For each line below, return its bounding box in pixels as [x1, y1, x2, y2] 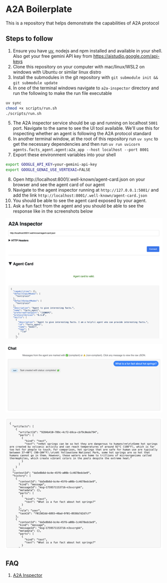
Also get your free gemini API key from [12, 53, 92, 59]
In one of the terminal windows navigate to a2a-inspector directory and [12, 85, 159, 91]
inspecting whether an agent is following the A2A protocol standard [12, 131, 151, 137]
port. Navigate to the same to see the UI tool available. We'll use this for [12, 125, 160, 131]
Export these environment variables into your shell [12, 152, 116, 158]
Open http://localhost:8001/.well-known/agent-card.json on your [12, 176, 146, 183]
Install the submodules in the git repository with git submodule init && [12, 74, 159, 80]
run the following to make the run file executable [12, 90, 112, 96]
